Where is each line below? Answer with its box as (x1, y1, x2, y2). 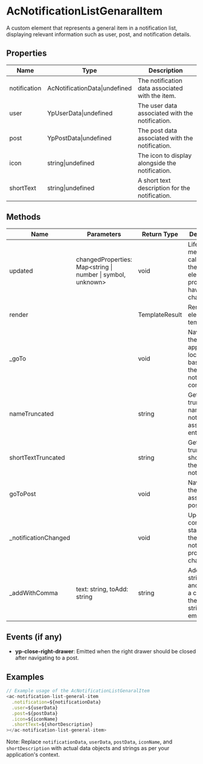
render (9, 310, 28, 319)
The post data (138, 126, 177, 134)
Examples (6, 671, 44, 682)
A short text (138, 176, 171, 184)
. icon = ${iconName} (11, 716, 59, 722)
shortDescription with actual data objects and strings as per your (6, 745, 170, 752)
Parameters (86, 230, 121, 238)
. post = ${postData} (11, 710, 59, 716)
